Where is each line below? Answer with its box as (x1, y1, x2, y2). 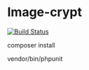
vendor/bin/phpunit (7, 54, 63, 63)
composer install (7, 41, 55, 49)
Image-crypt (7, 4, 83, 20)
